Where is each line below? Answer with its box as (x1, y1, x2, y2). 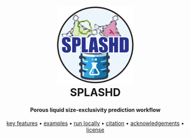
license (86, 126, 104, 133)
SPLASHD (70, 86, 121, 100)
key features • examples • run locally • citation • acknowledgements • (6, 119, 185, 127)
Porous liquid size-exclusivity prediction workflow (30, 106, 161, 113)
